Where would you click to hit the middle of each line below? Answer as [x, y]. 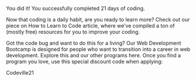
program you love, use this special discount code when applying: [85, 61]
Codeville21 [20, 73]
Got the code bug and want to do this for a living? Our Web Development [94, 43]
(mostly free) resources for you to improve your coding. [73, 32]
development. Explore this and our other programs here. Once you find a [94, 55]
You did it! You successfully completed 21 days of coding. [75, 8]
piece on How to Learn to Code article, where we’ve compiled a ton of [90, 26]
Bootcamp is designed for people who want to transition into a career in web [98, 49]
